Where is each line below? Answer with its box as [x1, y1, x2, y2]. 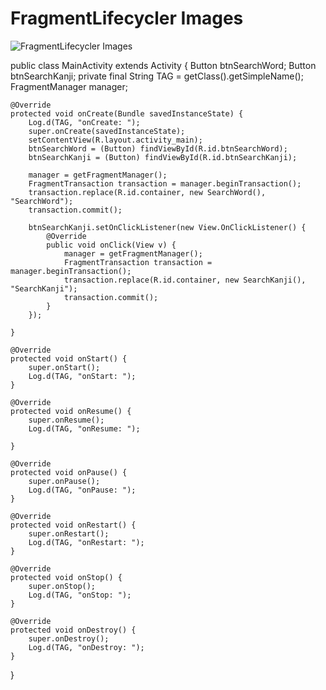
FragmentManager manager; [10, 80, 128, 92]
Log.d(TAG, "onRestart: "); [28, 537, 145, 547]
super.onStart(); [28, 362, 101, 372]
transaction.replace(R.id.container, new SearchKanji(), [63, 275, 307, 285]
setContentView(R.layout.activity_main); [28, 135, 203, 145]
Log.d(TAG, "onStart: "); [28, 371, 137, 381]
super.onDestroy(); [28, 633, 110, 644]
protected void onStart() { [10, 353, 128, 364]
